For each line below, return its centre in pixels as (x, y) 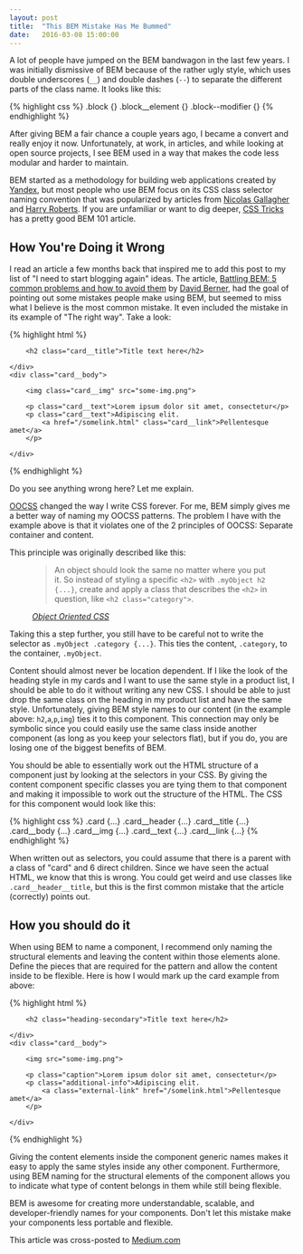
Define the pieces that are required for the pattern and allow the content (143, 966)
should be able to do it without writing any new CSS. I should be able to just (150, 690)
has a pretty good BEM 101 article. (73, 219)
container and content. (52, 535)
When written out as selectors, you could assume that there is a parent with (150, 858)
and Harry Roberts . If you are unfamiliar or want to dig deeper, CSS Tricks (147, 209)
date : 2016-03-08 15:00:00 (64, 34)
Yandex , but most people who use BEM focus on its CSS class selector (141, 190)
